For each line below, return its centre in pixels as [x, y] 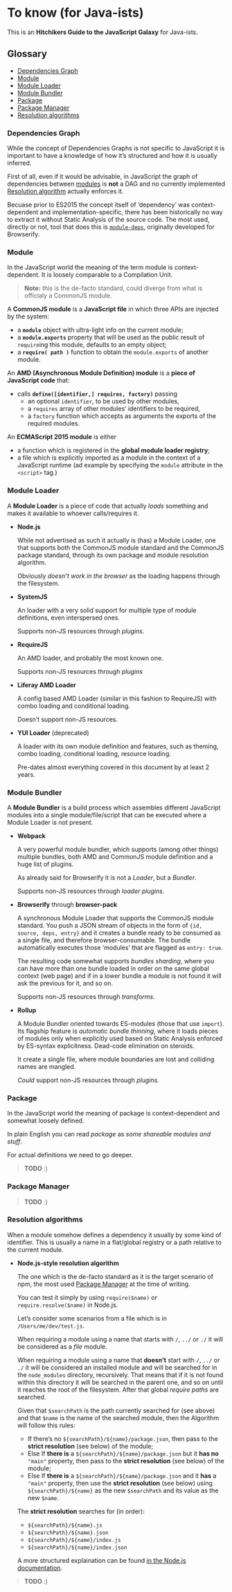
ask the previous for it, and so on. [65, 983]
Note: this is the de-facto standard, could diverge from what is [113, 288]
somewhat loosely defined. [46, 1120]
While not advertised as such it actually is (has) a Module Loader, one [116, 540]
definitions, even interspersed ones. [68, 618]
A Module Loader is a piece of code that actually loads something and [108, 506]
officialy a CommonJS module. [68, 296]
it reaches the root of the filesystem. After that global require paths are [118, 1390]
